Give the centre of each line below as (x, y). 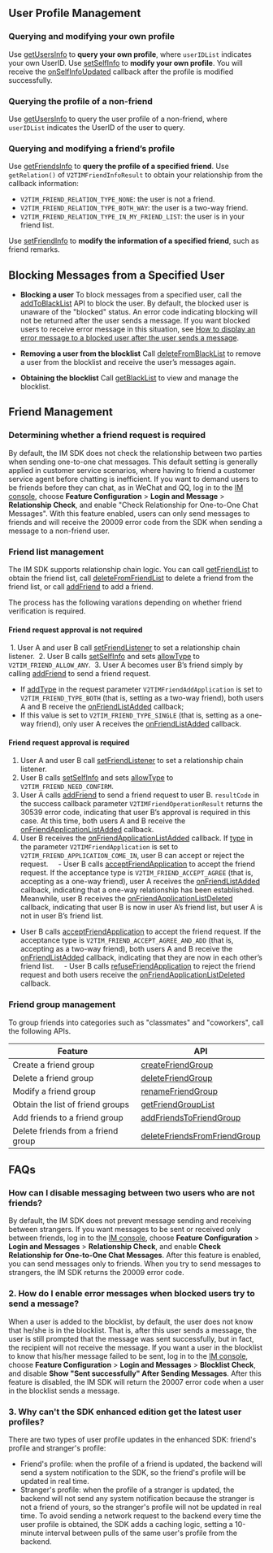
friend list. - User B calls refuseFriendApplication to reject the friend (138, 966)
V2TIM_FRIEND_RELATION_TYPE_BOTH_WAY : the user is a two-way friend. (134, 208)
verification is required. (47, 611)
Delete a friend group (53, 1078)
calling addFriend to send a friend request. (80, 674)
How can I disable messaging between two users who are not (132, 1193)
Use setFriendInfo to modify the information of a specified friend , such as (134, 241)
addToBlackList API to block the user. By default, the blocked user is (134, 303)
